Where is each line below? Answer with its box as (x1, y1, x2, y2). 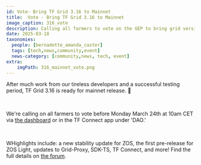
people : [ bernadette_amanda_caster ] (11, 42, 103, 48)
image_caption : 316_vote (6, 20, 68, 26)
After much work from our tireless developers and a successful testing (6, 81, 180, 88)
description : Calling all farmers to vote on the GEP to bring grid (6, 25, 181, 32)
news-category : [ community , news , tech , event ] (11, 53, 130, 59)
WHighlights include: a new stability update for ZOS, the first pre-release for (6, 140, 194, 147)
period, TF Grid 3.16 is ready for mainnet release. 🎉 (6, 87, 132, 94)
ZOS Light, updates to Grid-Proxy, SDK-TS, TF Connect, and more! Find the (6, 146, 191, 153)
